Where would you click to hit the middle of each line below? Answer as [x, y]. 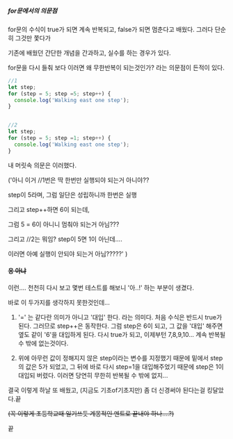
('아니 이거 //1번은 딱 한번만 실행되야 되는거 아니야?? [79, 180]
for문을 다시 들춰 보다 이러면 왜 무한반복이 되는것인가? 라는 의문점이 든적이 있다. [116, 67]
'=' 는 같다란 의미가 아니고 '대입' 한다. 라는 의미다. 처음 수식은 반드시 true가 [120, 317]
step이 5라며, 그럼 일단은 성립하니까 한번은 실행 [73, 194]
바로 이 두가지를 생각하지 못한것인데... [59, 302]
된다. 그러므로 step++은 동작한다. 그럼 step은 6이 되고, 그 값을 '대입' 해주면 [120, 326]
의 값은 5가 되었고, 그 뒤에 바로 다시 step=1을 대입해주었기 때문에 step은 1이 [121, 366]
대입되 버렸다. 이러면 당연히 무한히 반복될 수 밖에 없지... [93, 375]
